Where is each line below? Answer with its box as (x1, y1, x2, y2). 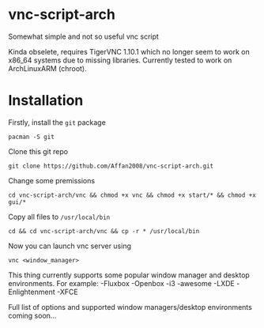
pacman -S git (8, 133, 55, 141)
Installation (8, 92, 84, 110)
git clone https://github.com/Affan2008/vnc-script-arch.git (8, 162, 214, 170)
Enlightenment (8, 287, 55, 296)
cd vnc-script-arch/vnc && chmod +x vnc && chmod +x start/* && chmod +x (8, 191, 257, 199)
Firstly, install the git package (8, 117, 107, 127)
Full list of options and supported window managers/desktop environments (8, 302, 253, 311)
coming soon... (8, 311, 57, 320)
